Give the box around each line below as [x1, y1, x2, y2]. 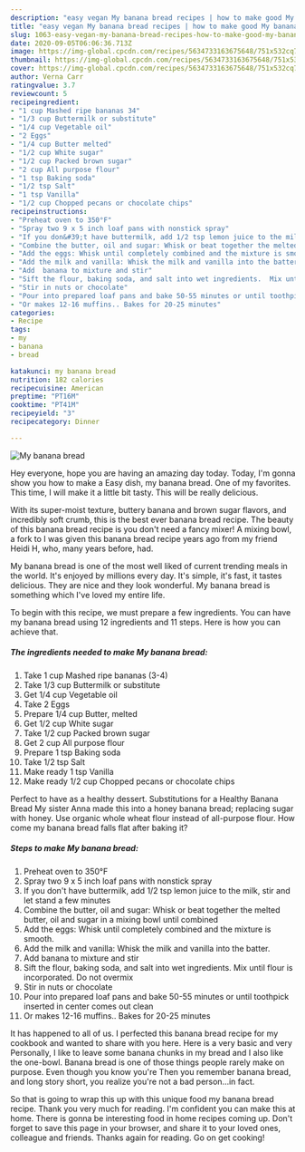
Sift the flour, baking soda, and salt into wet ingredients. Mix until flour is [23, 962, 293, 973]
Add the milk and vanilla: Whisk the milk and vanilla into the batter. [23, 943, 271, 954]
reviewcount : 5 [10, 89, 68, 98]
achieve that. [10, 626, 59, 637]
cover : [10, 64, 35, 73]
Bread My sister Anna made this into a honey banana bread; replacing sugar [10, 803, 294, 814]
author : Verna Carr [10, 73, 84, 82]
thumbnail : [10, 55, 52, 64]
